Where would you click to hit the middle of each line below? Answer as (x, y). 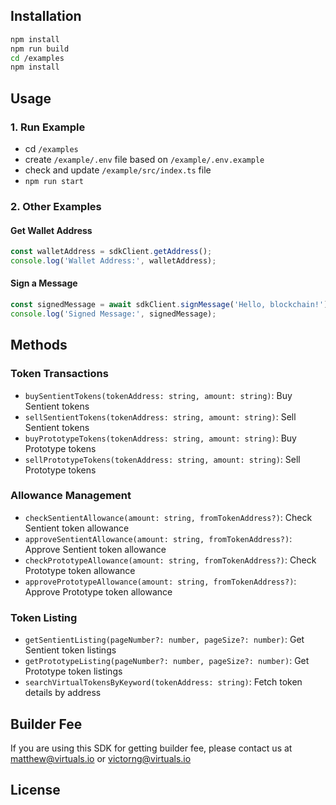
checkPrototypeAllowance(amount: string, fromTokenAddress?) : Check (170, 560)
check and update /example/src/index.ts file (118, 170)
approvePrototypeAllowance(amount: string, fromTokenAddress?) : (160, 581)
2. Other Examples (56, 206)
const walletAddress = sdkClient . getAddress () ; (111, 252)
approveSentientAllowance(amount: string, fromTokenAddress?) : (158, 538)
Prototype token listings (73, 671)
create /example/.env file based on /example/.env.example (144, 159)
